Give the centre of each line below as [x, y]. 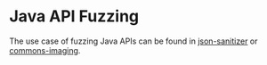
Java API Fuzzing [74, 16]
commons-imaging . [45, 50]
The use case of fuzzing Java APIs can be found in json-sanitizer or [133, 41]
